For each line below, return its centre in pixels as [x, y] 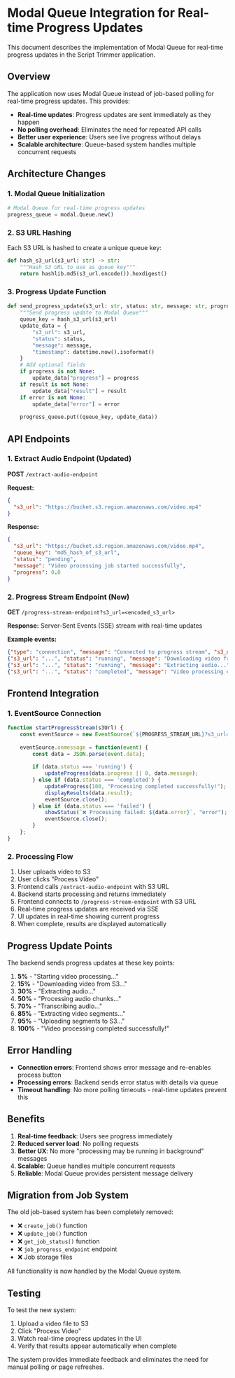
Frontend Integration [53, 693]
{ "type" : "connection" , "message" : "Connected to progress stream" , [109, 652]
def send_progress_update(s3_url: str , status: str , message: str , [108, 306]
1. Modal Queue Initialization [56, 194]
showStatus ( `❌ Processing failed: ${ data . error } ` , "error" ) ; [136, 813]
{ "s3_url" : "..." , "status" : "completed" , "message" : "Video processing [115, 671]
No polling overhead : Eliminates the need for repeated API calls [109, 129]
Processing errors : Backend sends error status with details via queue [118, 1082]
